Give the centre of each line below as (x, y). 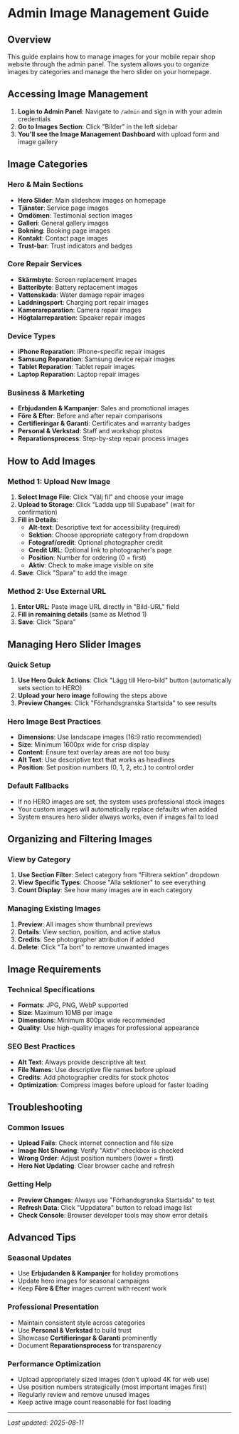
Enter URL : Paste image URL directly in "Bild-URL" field (99, 607)
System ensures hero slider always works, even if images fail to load (118, 817)
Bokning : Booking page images (64, 231)
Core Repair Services (45, 264)
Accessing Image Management (78, 94)
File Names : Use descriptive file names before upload (97, 1069)
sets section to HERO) (50, 688)
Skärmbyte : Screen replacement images (77, 279)
